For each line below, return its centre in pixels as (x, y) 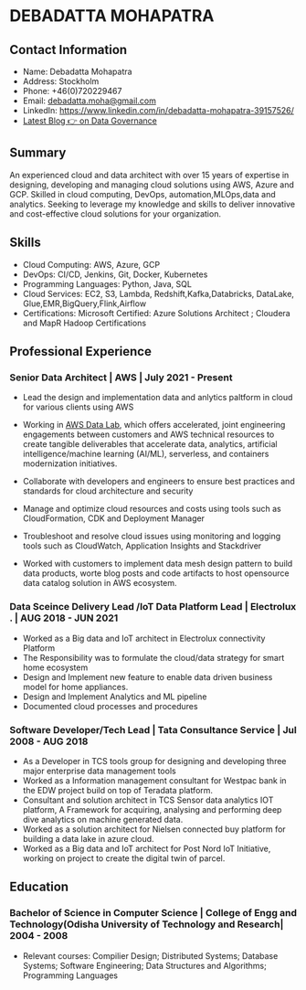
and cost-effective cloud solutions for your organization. (116, 213)
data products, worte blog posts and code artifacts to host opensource (156, 573)
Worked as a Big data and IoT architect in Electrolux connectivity (144, 638)
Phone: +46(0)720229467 (72, 91)
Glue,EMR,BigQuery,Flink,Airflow (84, 303)
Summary (38, 153)
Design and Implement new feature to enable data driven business (148, 676)
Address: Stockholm (61, 81)
